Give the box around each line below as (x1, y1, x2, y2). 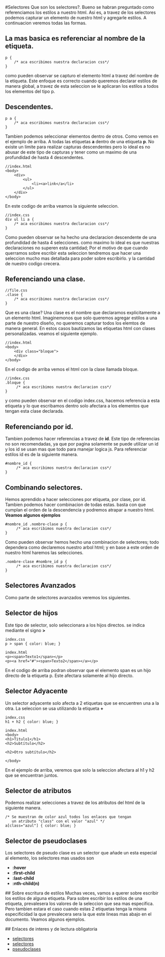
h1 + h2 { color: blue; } (5, 719, 58, 724)
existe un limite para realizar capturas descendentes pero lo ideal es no (5, 144, 151, 150)
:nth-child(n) (12, 881, 40, 887)
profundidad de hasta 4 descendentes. (5, 154, 84, 160)
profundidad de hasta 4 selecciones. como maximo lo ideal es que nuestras (5, 239, 160, 245)
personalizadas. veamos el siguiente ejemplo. (5, 331, 98, 337)
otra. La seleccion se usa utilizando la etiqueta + (5, 705, 104, 711)
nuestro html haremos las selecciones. (5, 550, 84, 556)
